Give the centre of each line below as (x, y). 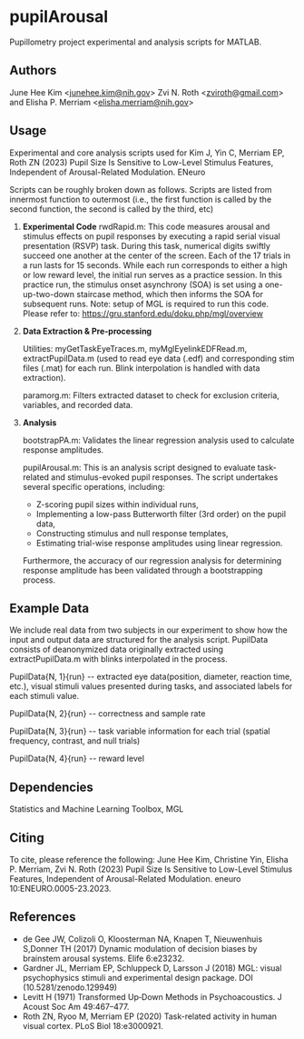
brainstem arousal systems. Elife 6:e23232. (103, 958)
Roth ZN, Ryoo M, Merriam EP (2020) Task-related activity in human (150, 1016)
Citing (27, 838)
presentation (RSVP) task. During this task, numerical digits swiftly (146, 245)
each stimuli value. (44, 696)
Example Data (49, 608)
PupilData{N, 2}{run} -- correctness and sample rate (108, 714)
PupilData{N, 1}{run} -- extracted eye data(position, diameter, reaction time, (151, 677)
